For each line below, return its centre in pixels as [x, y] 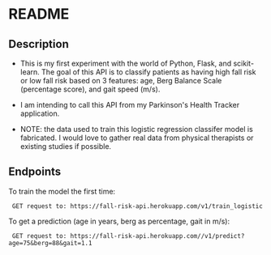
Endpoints [35, 172]
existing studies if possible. [66, 146]
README [39, 14]
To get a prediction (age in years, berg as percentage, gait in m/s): [119, 221]
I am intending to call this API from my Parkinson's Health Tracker [130, 105]
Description [39, 44]
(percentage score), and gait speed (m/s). [90, 89]
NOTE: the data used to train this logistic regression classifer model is [136, 129]
